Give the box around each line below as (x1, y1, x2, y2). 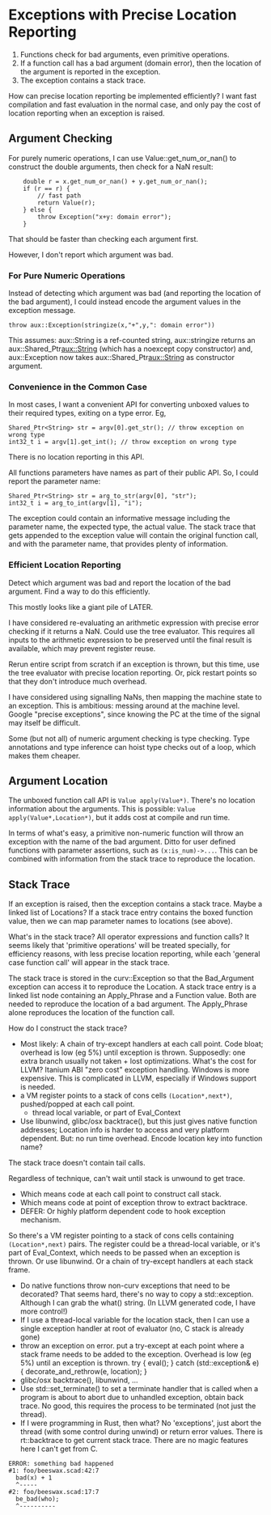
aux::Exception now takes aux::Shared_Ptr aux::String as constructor (8, 353, 235, 362)
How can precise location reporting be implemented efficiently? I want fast (8, 91, 257, 100)
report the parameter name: (8, 476, 101, 486)
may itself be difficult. (8, 717, 81, 727)
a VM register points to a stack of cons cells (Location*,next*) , (19, 1090, 233, 1101)
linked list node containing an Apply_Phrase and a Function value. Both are (8, 991, 257, 1001)
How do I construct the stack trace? (8, 1023, 128, 1033)
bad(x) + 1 (15, 1474, 53, 1482)
